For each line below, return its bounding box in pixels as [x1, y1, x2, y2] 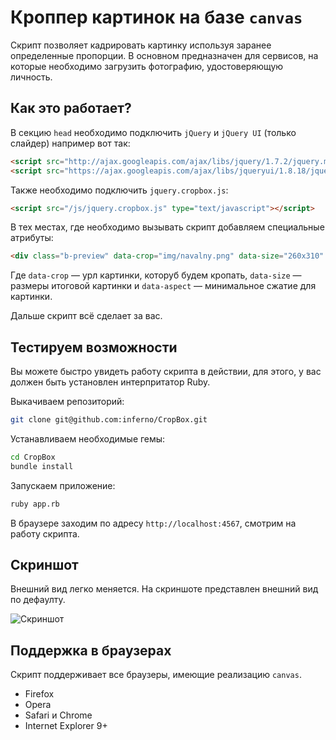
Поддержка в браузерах [10, 642, 172, 659]
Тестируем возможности [10, 339, 178, 356]
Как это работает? [10, 100, 132, 117]
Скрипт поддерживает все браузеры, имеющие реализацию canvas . [10, 669, 302, 681]
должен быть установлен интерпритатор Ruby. [10, 376, 211, 388]
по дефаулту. [10, 594, 66, 606]
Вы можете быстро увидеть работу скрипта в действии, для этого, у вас [10, 366, 322, 378]
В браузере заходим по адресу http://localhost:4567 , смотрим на [10, 517, 297, 529]
